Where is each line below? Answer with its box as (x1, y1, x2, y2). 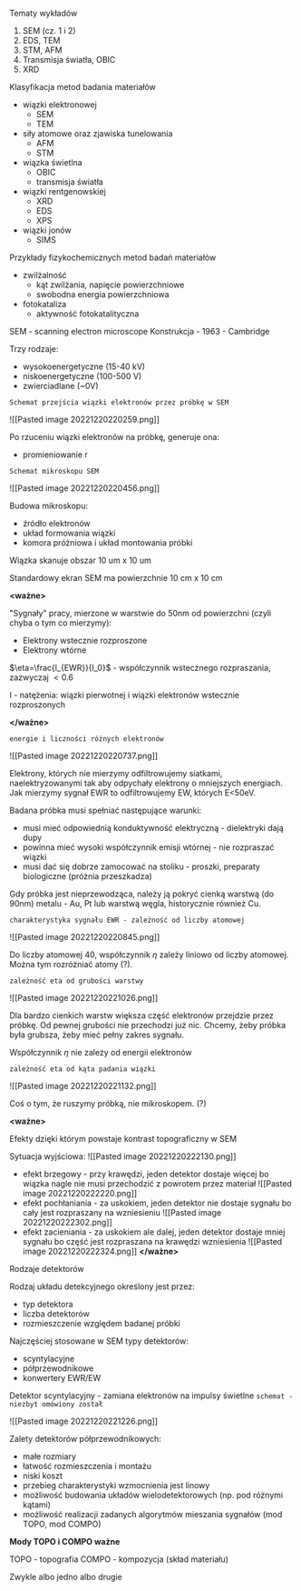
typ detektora (22, 1299, 74, 1309)
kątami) (22, 1499, 52, 1510)
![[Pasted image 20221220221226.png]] (9, 1416, 159, 1426)
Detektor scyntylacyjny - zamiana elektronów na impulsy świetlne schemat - (9, 1390, 293, 1401)
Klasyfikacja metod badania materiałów (9, 82, 157, 92)
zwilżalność (22, 270, 67, 280)
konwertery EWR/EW (22, 1373, 102, 1383)
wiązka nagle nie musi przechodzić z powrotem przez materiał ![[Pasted (22, 1178, 293, 1189)
